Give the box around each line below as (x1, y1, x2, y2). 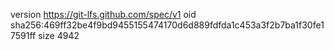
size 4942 (38, 30, 80, 41)
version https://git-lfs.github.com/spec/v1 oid (10, 9, 197, 20)
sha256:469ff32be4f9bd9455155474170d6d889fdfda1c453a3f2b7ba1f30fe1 (10, 19, 325, 31)
